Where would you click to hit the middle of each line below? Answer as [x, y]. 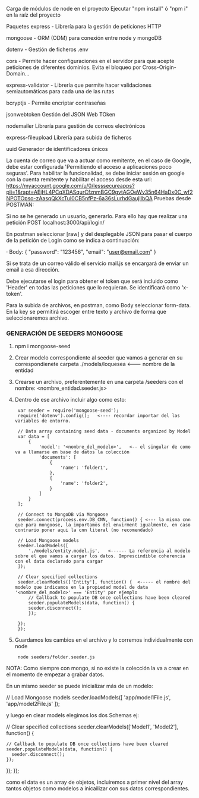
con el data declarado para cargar [59, 562]
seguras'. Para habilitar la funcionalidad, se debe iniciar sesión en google [96, 173]
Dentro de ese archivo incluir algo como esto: [70, 400]
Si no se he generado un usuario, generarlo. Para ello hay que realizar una [97, 216]
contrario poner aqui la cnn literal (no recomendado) [84, 530]
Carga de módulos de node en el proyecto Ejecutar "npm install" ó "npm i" [97, 9]
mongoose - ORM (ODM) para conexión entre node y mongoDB [84, 38]
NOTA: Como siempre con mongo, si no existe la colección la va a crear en [97, 668]
